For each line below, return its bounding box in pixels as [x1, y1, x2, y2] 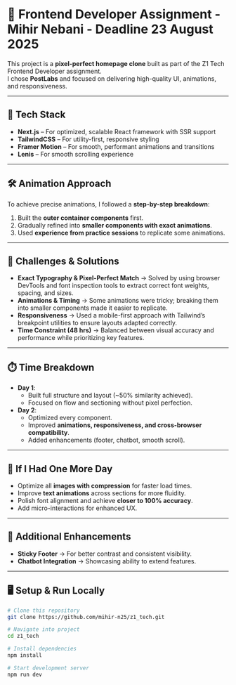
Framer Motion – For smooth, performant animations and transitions [17, 142, 215, 150]
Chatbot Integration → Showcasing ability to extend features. [17, 556, 197, 565]
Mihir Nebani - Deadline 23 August [7, 21, 214, 37]
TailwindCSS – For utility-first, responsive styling [17, 135, 159, 143]
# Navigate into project [7, 626, 80, 633]
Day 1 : [17, 384, 36, 392]
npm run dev [7, 671, 42, 678]
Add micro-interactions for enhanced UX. [17, 504, 138, 512]
